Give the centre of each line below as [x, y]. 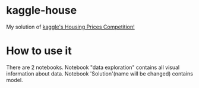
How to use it [39, 51]
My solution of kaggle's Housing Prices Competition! [70, 27]
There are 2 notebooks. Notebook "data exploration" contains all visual [93, 67]
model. [15, 80]
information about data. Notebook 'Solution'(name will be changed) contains [100, 73]
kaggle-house [42, 10]
